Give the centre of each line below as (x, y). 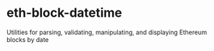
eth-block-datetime (64, 13)
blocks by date (28, 39)
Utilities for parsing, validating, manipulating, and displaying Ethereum (107, 32)
